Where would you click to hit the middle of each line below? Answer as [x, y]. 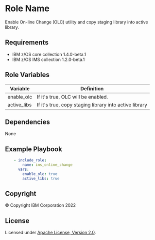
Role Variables [27, 75]
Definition [92, 88]
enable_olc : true [40, 174]
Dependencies [27, 122]
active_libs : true [41, 179]
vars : [23, 169]
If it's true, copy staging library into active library [92, 104]
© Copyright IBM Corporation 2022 [41, 205]
